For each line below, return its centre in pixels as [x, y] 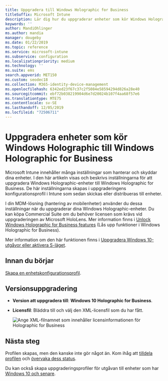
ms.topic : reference [27, 47]
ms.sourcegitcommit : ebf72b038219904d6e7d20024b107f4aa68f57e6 [72, 94]
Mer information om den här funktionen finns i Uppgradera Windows [76, 240]
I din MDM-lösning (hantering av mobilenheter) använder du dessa [74, 203]
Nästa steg [22, 341]
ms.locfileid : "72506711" [32, 113]
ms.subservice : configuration [37, 56]
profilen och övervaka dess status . [41, 358]
